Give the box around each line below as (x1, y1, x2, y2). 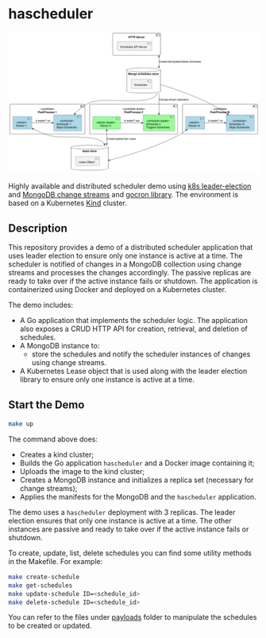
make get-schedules (8, 582, 73, 589)
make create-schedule (8, 573, 80, 581)
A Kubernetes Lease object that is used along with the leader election (19, 367, 248, 376)
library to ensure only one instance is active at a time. (19, 375, 195, 384)
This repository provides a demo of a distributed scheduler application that (8, 243, 253, 252)
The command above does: (8, 434, 98, 444)
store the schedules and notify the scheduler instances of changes (31, 349, 251, 359)
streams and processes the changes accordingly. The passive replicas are (8, 268, 252, 278)
